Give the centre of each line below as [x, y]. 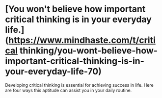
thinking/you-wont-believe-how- [89, 51]
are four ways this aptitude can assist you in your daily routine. [68, 90]
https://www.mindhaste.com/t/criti [82, 40]
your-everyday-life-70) [54, 72]
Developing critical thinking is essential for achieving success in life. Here [79, 85]
